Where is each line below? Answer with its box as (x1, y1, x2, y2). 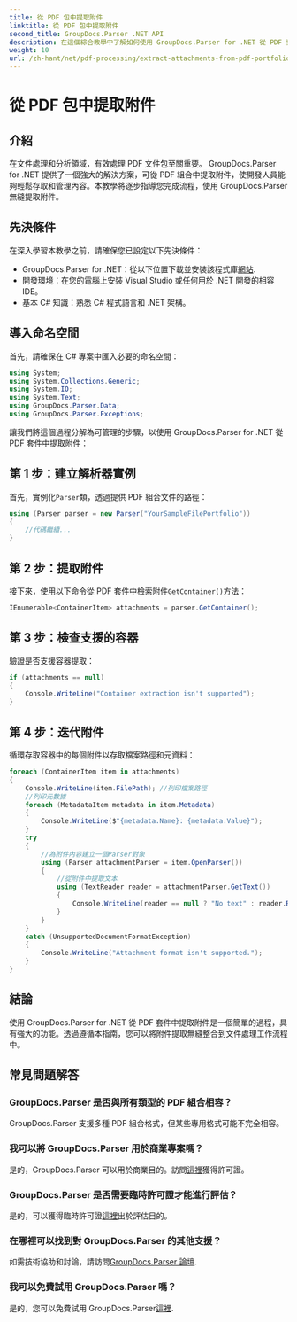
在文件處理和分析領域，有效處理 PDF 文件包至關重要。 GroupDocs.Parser (9, 159, 277, 168)
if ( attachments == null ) (9, 673, 104, 682)
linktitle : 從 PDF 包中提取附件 (9, 21, 119, 30)
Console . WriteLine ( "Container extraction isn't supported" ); (25, 689, 255, 698)
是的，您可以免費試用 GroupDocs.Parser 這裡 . (9, 1303, 174, 1313)
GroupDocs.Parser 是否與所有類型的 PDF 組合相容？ (9, 1096, 232, 1108)
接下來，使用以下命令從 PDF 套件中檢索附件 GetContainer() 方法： (9, 586, 247, 596)
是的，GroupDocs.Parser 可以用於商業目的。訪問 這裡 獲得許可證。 (9, 1164, 249, 1175)
